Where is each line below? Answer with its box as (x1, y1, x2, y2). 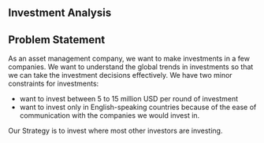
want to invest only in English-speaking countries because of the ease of (19, 102, 257, 112)
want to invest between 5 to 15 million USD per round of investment (19, 94, 239, 104)
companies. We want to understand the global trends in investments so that (8, 62, 254, 71)
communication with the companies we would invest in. (19, 111, 200, 120)
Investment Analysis (8, 6, 112, 20)
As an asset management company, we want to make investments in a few (8, 54, 251, 64)
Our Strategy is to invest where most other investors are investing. (8, 126, 223, 136)
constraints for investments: (8, 79, 99, 89)
